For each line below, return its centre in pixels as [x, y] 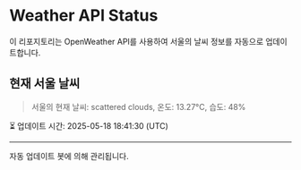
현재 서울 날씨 [45, 84]
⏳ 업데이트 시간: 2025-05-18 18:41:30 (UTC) [89, 125]
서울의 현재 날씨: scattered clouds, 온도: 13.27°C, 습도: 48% [138, 106]
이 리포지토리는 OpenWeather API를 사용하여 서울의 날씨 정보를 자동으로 [137, 41]
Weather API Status [84, 16]
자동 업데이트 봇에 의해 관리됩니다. [69, 156]
